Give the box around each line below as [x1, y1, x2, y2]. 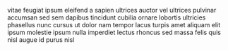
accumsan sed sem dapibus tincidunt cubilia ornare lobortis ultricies [7, 13, 206, 22]
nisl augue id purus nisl [7, 36, 75, 44]
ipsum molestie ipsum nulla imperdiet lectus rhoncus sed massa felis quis [7, 28, 221, 36]
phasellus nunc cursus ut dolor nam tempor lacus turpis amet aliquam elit [7, 21, 221, 29]
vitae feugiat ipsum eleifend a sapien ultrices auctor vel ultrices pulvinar [7, 6, 217, 14]
